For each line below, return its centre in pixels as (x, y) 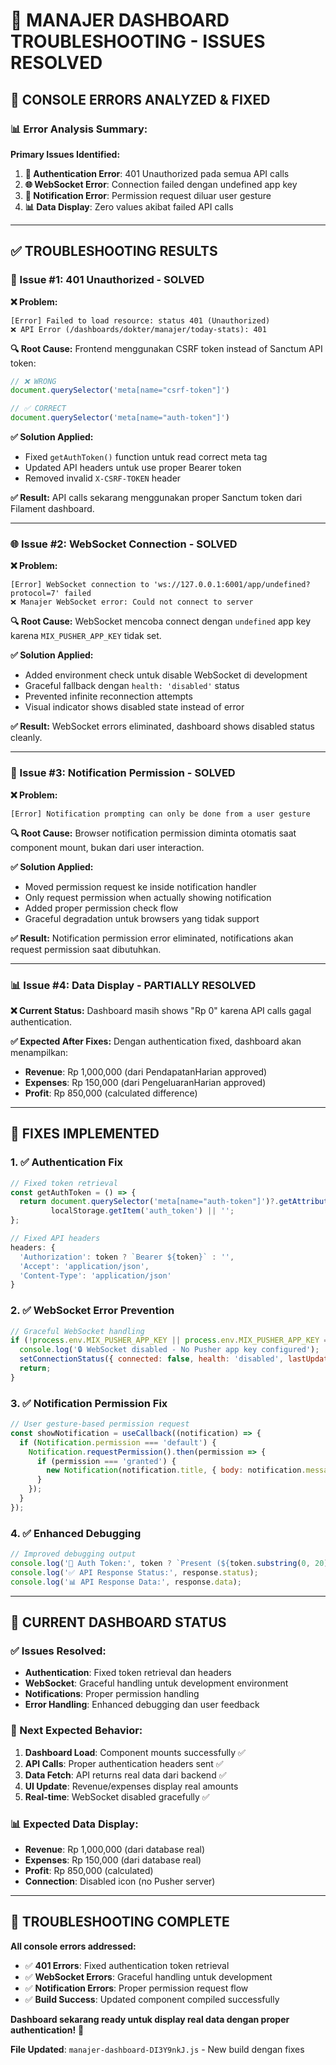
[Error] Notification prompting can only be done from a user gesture (160, 814)
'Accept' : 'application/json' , (84, 1266)
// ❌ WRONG (33, 381)
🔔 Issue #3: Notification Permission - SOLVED (123, 773)
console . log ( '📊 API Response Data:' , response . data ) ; (126, 1582)
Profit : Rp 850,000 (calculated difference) (111, 1093)
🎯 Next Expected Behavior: (76, 1731)
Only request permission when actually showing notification (148, 897)
